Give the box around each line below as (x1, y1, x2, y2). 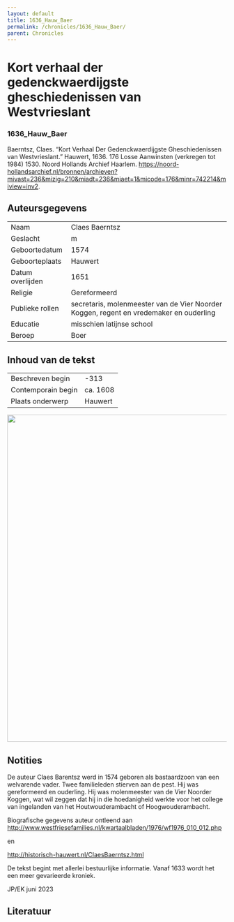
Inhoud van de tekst (7, 354, 95, 366)
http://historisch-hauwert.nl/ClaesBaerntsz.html (7, 851, 144, 859)
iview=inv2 (7, 182, 39, 191)
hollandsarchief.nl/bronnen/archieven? (7, 167, 118, 175)
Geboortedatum (10, 245, 63, 255)
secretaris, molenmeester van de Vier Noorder (70, 299, 223, 308)
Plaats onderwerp (10, 396, 69, 406)
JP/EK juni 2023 (7, 885, 54, 893)
